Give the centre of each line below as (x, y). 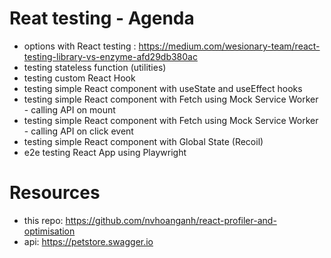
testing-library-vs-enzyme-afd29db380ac (110, 56)
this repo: (43, 220)
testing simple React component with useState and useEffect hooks (163, 88)
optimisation (49, 231)
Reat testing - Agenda (102, 18)
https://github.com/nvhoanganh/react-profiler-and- (171, 220)
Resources (55, 193)
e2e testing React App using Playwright (105, 152)
